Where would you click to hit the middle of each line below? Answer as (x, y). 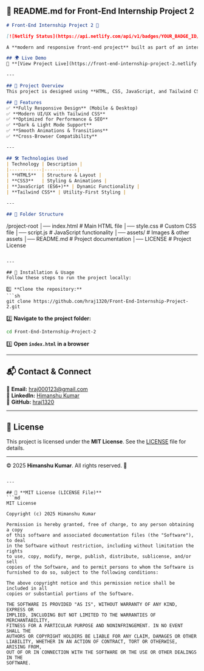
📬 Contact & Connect (49, 371)
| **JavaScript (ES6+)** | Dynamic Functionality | (73, 187)
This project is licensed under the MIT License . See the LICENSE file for (96, 442)
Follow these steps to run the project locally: (69, 277)
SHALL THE (19, 631)
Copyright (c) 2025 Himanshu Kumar (51, 514)
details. (15, 448)
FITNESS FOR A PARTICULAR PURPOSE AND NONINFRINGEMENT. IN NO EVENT (95, 626)
